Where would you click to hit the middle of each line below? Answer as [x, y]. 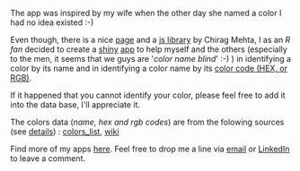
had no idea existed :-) [52, 22]
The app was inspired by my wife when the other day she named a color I [146, 13]
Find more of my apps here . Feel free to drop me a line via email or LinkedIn [150, 149]
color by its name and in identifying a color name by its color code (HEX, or [149, 68]
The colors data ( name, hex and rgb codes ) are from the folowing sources [147, 122]
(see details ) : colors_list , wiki [65, 132]
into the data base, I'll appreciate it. [75, 105]
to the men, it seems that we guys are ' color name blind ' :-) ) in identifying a [150, 59]
